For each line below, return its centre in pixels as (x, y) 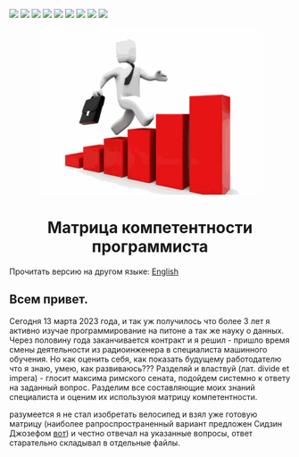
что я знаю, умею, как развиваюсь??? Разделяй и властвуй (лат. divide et (149, 368)
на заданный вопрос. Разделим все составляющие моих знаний (133, 387)
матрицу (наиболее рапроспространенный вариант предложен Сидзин (146, 423)
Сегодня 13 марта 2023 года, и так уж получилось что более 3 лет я (140, 320)
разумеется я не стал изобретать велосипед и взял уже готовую (133, 414)
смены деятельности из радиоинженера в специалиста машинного (138, 349)
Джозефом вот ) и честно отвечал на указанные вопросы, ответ (131, 433)
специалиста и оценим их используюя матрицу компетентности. (133, 396)
